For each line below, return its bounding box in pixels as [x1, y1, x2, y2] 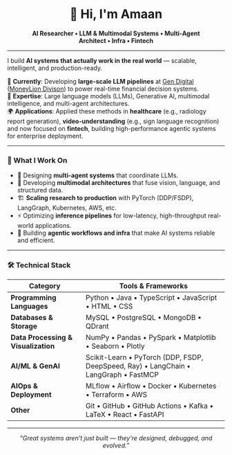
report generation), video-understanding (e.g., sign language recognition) [7, 117, 220, 125]
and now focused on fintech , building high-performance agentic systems [7, 124, 216, 132]
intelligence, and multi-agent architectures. [7, 99, 130, 107]
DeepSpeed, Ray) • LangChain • [85, 361, 191, 371]
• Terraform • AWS [85, 389, 147, 399]
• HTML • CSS [85, 301, 133, 311]
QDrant [85, 321, 109, 331]
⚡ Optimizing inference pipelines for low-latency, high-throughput [17, 211, 207, 220]
